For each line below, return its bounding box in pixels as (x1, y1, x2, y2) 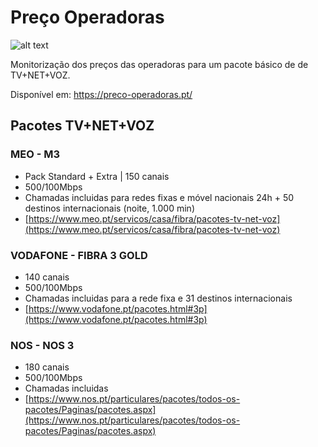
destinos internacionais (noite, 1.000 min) (24, 202, 195, 214)
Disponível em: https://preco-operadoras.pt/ (10, 88, 193, 100)
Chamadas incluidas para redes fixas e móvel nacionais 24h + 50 (24, 191, 295, 203)
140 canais (24, 271, 70, 283)
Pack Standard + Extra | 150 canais (24, 170, 170, 182)
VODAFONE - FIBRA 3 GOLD (10, 248, 148, 262)
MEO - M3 (10, 147, 60, 161)
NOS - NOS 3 (10, 338, 75, 352)
